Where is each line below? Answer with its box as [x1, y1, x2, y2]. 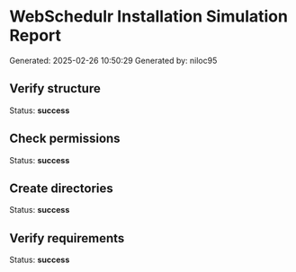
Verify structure [9, 81, 101, 96]
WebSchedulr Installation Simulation [9, 6, 288, 27]
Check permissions [9, 131, 121, 146]
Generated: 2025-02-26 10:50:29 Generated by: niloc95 [9, 55, 218, 66]
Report [9, 25, 61, 46]
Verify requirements [9, 231, 125, 246]
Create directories [9, 180, 114, 196]
